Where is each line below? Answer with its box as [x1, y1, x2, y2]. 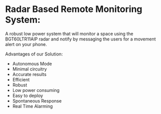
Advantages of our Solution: [5, 51, 63, 57]
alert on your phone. [5, 41, 47, 47]
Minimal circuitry [12, 66, 47, 72]
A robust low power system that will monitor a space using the [5, 30, 133, 36]
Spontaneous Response [12, 97, 62, 103]
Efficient [12, 76, 30, 82]
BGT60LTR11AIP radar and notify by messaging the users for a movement [5, 36, 156, 42]
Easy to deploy [12, 92, 43, 98]
